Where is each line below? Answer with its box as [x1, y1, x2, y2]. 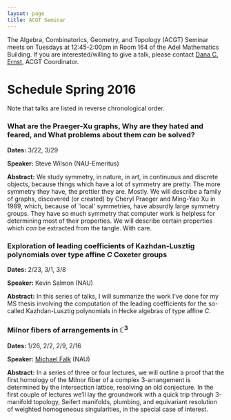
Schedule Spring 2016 [7, 81, 137, 97]
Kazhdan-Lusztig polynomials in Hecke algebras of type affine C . [26, 307, 212, 315]
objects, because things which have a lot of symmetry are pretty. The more [7, 180, 221, 188]
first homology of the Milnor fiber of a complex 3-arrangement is [7, 375, 191, 383]
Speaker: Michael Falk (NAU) [7, 354, 91, 363]
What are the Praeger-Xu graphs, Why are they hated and [7, 121, 203, 131]
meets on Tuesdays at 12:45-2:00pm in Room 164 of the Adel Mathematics [7, 43, 219, 51]
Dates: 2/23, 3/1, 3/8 [7, 266, 67, 274]
